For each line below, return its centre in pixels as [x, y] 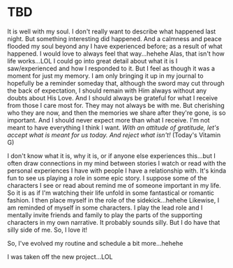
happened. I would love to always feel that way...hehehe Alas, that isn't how [116, 54]
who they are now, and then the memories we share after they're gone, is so [116, 113]
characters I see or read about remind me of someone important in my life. [114, 185]
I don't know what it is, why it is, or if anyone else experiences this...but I [112, 156]
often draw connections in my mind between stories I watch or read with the [117, 163]
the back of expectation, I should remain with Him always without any [107, 90]
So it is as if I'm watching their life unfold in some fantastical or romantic [111, 193]
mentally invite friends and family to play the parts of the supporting [105, 215]
